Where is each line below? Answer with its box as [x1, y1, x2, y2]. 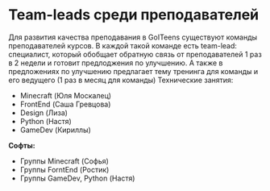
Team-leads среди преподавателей [8, 6, 260, 24]
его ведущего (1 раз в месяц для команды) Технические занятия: [8, 75, 234, 85]
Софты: [8, 140, 35, 150]
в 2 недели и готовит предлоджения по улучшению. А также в [8, 58, 223, 68]
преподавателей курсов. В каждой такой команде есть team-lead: [8, 40, 238, 50]
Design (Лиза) [19, 107, 69, 118]
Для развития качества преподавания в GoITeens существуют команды [8, 32, 258, 42]
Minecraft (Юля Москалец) [19, 90, 111, 100]
